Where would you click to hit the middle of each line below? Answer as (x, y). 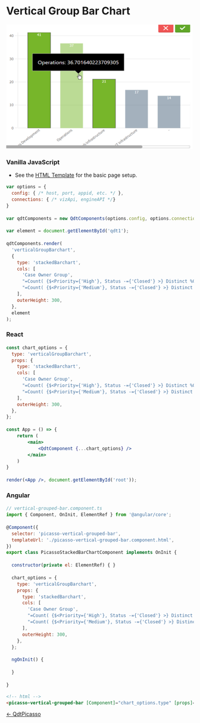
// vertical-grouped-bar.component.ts (54, 508)
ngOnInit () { (28, 660)
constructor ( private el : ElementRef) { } (64, 565)
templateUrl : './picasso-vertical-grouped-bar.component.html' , (93, 540)
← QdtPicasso (24, 714)
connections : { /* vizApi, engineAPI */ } (64, 199)
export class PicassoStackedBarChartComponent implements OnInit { (92, 553)
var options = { (26, 187)
